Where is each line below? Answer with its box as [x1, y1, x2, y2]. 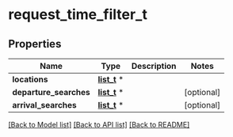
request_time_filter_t [8, 6, 148, 24]
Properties [8, 37, 62, 51]
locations [12, 74, 48, 85]
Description [131, 61, 177, 71]
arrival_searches [12, 100, 77, 110]
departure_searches [12, 87, 90, 97]
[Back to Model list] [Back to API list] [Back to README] [8, 120, 190, 129]
